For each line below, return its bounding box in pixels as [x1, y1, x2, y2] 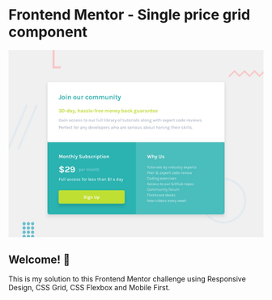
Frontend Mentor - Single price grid [8, 6, 251, 24]
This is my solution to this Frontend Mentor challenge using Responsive [8, 274, 247, 284]
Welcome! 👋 [8, 252, 70, 266]
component [8, 23, 87, 41]
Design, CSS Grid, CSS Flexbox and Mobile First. [8, 283, 171, 293]
